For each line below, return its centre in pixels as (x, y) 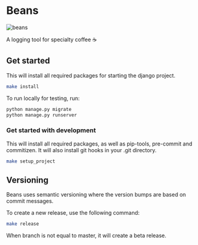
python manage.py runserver (42, 115)
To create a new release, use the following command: (73, 213)
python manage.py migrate (39, 109)
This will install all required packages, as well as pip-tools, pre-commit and (99, 144)
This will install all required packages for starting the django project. (91, 75)
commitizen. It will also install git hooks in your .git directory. (81, 150)
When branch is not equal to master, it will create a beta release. (86, 236)
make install (23, 86)
